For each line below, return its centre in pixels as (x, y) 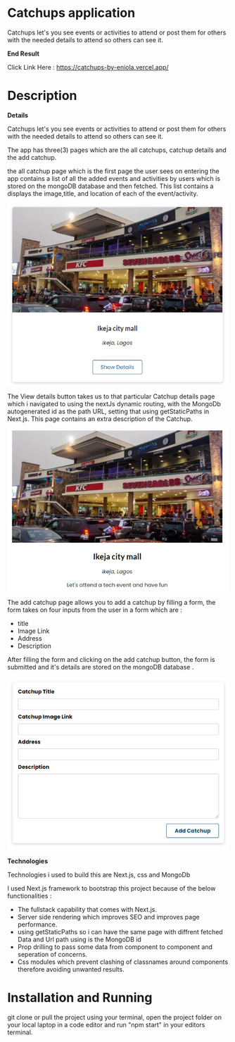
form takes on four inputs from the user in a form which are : (95, 610)
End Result (24, 54)
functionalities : (30, 896)
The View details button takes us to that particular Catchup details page (111, 396)
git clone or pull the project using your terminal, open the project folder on (114, 1017)
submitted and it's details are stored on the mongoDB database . (101, 667)
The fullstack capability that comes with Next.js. (87, 909)
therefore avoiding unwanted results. (71, 969)
